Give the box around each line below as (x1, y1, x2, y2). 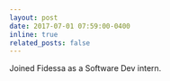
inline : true (9, 30, 58, 39)
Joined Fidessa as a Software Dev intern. (9, 63, 162, 74)
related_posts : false (9, 38, 91, 48)
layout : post (9, 13, 58, 22)
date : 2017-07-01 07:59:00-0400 (9, 22, 130, 31)
